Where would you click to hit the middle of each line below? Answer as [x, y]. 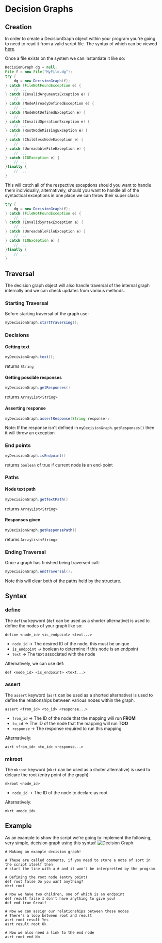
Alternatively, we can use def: [35, 663]
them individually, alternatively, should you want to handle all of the [72, 190]
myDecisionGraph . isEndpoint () [36, 456]
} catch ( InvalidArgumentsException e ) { [48, 94]
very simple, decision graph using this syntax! [51, 843]
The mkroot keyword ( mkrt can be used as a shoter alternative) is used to [78, 770]
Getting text [17, 347]
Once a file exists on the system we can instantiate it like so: [65, 58]
